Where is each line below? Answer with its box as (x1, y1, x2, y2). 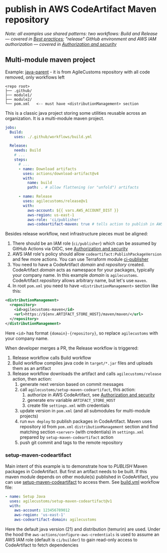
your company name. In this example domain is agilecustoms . (12, 272, 139, 278)
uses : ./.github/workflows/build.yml (14, 134, 92, 139)
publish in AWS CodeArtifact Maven (5, 3, 157, 15)
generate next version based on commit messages (19, 381, 124, 387)
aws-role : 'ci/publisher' (27, 217, 81, 222)
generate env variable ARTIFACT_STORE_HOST (27, 397, 116, 403)
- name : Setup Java (5, 494, 46, 499)
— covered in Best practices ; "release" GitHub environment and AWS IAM (5, 36, 157, 42)
